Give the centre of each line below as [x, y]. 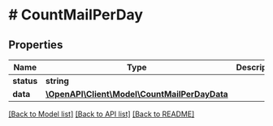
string [57, 81]
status [25, 81]
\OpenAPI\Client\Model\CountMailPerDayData [137, 94]
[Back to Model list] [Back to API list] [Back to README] [102, 114]
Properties [36, 45]
